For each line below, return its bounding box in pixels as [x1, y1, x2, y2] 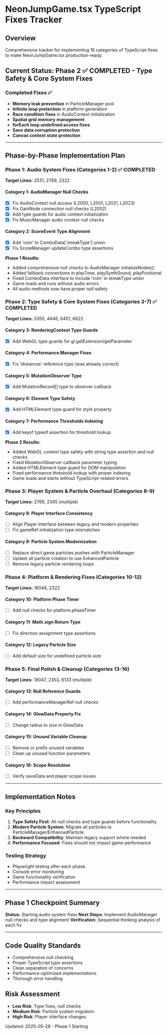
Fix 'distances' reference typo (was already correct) [12, 361, 119, 367]
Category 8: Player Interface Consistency [5, 510, 93, 516]
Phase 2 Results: [5, 439, 41, 445]
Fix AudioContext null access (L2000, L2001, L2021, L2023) [12, 200, 135, 206]
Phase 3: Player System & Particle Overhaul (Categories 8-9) [5, 487, 155, 494]
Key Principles [5, 807, 41, 814]
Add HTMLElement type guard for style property [12, 406, 112, 412]
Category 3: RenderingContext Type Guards [5, 327, 98, 333]
